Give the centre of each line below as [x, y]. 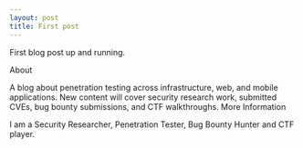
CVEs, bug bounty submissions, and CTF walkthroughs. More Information [148, 106]
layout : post [34, 18]
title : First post [44, 26]
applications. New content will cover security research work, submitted [143, 97]
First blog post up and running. [68, 52]
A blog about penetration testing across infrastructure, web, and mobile [144, 87]
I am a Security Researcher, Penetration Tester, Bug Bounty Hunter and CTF [152, 124]
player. [22, 133]
